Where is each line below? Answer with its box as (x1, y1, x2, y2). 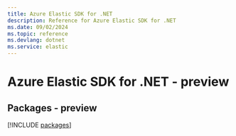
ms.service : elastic (7, 43, 69, 50)
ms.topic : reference (7, 30, 69, 38)
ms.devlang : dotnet (7, 37, 65, 44)
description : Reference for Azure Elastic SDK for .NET (7, 17, 176, 24)
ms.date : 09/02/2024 (7, 23, 69, 30)
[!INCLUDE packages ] (7, 121, 72, 129)
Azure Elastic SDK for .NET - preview (7, 74, 230, 90)
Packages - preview (7, 102, 97, 114)
